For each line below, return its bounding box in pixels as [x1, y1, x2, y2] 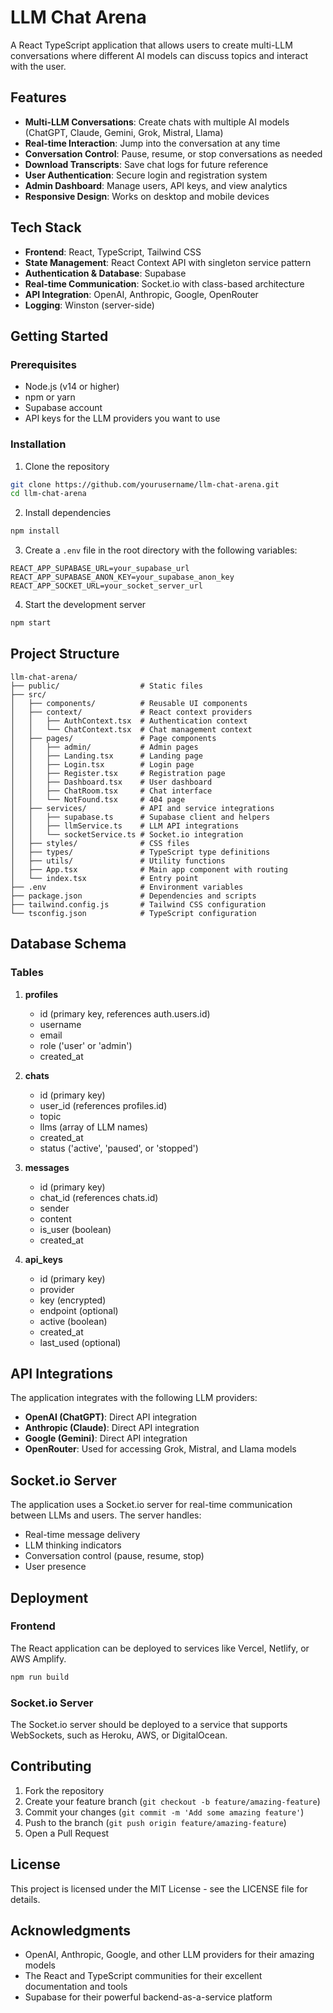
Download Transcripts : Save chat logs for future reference [24, 158, 269, 170]
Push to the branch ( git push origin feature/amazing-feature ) [24, 1816, 287, 1828]
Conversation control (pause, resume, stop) [24, 1550, 205, 1562]
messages [24, 1161, 70, 1173]
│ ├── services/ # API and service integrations [10, 803, 275, 813]
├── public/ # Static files [10, 681, 203, 691]
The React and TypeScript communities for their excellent [24, 1970, 263, 1982]
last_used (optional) [39, 1336, 122, 1348]
